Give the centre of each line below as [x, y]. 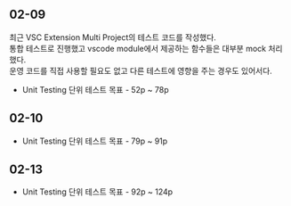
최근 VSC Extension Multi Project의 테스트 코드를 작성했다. [113, 37]
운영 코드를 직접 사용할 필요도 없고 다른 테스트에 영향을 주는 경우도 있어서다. [141, 70]
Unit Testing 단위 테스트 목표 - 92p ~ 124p [97, 192]
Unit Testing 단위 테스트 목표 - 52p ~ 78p [95, 89]
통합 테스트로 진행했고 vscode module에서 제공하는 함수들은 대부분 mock [138, 48]
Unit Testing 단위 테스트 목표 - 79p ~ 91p [95, 141]
